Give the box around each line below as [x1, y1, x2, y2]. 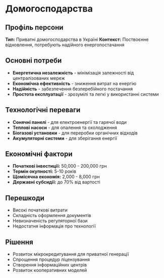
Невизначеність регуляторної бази [12, 218, 88, 224]
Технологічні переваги [5, 106, 81, 114]
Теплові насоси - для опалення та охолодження [12, 124, 117, 130]
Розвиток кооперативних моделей [12, 267, 87, 273]
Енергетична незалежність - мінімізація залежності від [12, 69, 134, 76]
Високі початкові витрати [12, 207, 68, 213]
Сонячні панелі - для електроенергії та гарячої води [12, 119, 127, 125]
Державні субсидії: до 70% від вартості [12, 179, 100, 185]
